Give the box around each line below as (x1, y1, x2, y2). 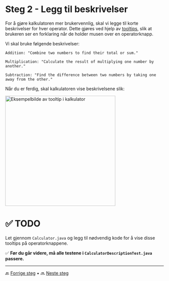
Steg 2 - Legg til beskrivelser (5, 4, 128, 15)
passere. (5, 255, 24, 261)
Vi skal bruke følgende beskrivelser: (5, 40, 79, 46)
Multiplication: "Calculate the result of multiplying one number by (5, 59, 154, 64)
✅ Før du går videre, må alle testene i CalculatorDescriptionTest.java (5, 250, 152, 256)
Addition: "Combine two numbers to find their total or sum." (5, 50, 138, 55)
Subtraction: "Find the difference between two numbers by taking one (5, 72, 156, 78)
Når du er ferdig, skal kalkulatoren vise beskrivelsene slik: (5, 86, 125, 92)
